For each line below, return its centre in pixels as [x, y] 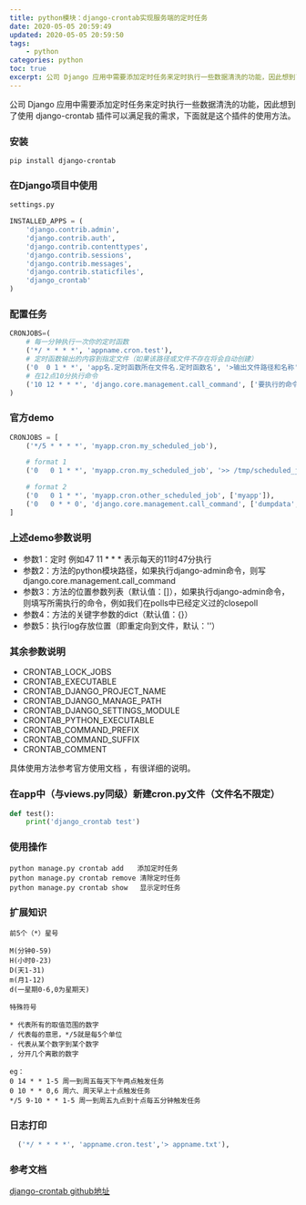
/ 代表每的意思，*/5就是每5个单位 [66, 1035]
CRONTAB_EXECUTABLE [69, 682]
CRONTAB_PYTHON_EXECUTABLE [88, 720]
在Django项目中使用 [54, 185]
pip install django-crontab [63, 161]
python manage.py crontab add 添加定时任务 [94, 868]
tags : [20, 43]
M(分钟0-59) [31, 951]
